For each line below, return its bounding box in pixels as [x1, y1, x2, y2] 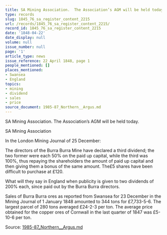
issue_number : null [5, 44, 46, 49]
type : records [5, 12, 35, 17]
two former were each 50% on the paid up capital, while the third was [5, 153, 148, 159]
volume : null [5, 40, 32, 45]
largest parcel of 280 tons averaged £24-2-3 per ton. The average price [5, 204, 153, 210]
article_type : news [5, 53, 46, 59]
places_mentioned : [5, 68, 43, 73]
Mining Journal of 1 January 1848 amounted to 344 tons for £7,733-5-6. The [5, 199, 162, 205]
